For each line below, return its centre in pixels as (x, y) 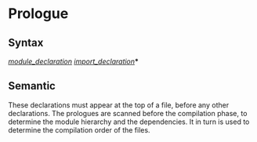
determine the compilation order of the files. (79, 129)
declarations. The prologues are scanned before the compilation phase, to (128, 113)
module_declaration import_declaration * (74, 61)
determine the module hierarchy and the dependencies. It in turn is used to (129, 122)
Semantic (32, 86)
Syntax (26, 43)
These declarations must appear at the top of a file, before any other (119, 105)
